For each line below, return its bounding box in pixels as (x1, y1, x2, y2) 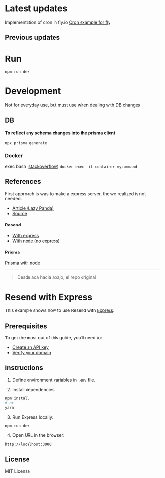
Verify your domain (12, 350, 51, 356)
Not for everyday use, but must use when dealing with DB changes (5, 102, 140, 108)
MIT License (5, 468, 30, 474)
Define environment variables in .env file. (12, 377, 96, 383)
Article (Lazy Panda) (12, 205, 54, 211)
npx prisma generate (5, 141, 48, 145)
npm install (5, 396, 29, 401)
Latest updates (5, 3, 68, 14)
